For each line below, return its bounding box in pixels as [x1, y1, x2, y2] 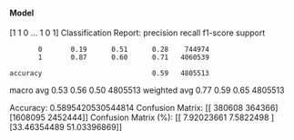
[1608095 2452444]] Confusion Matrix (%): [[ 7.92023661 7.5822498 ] [9, 112, 275, 123]
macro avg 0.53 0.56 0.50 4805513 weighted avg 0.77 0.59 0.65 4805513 [9, 85, 285, 95]
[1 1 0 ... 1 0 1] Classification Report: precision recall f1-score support [9, 27, 266, 38]
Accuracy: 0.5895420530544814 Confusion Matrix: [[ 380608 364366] [9, 103, 279, 114]
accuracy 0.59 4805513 [9, 69, 209, 78]
